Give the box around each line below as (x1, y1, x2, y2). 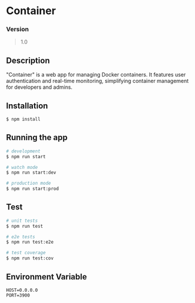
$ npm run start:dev (6, 169, 57, 176)
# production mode (6, 181, 51, 187)
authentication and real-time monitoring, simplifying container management (6, 78, 189, 85)
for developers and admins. (6, 84, 73, 91)
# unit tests (6, 218, 38, 224)
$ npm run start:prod (6, 186, 59, 192)
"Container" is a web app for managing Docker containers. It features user (6, 71, 186, 78)
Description (6, 55, 50, 65)
